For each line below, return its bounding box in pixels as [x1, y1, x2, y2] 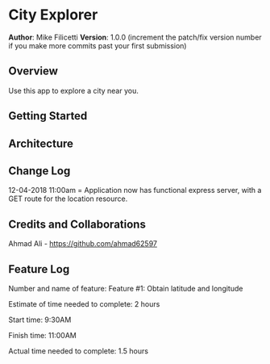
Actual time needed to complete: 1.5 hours [8, 345, 149, 356]
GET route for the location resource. [8, 194, 128, 203]
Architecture [8, 136, 74, 150]
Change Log [8, 164, 71, 178]
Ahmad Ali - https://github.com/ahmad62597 [8, 239, 157, 249]
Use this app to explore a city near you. [8, 86, 139, 95]
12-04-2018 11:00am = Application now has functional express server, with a [8, 186, 262, 195]
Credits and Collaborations [8, 217, 147, 231]
